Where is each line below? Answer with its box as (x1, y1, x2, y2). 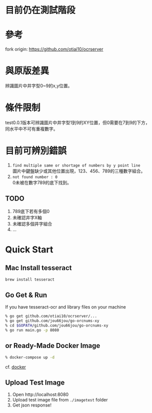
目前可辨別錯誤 (5, 145, 67, 156)
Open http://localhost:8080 (12, 391, 69, 397)
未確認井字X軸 (12, 214, 42, 220)
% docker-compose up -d (5, 354, 55, 360)
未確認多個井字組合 (12, 220, 52, 226)
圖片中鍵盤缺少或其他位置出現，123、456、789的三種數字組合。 (12, 168, 145, 174)
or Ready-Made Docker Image (5, 341, 100, 350)
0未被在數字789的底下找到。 (12, 179, 71, 185)
